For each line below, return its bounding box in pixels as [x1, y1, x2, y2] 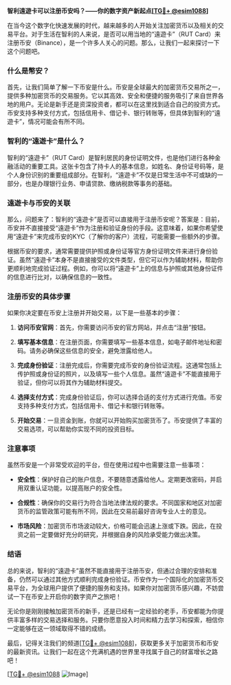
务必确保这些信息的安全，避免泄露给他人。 [35, 347, 156, 355]
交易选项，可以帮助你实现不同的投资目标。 [16, 425, 138, 433]
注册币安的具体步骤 [7, 292, 71, 301]
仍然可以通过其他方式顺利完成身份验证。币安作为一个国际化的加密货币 [19, 575, 218, 583]
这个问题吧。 [7, 48, 43, 55]
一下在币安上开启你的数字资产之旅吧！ [12, 592, 122, 600]
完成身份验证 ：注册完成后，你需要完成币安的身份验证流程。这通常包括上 [16, 361, 222, 369]
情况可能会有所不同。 [27, 117, 89, 126]
